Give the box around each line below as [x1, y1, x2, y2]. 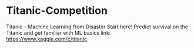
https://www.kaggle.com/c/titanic [6, 35, 88, 42]
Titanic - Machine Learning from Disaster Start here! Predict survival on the [6, 23, 188, 30]
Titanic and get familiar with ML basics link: [6, 29, 111, 36]
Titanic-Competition [6, 4, 108, 17]
